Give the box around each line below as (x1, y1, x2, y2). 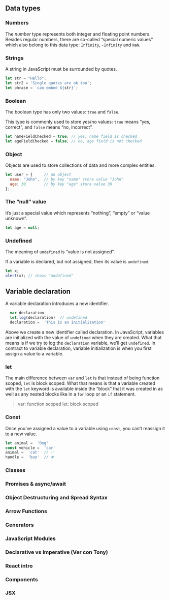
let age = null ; (5, 225, 40, 230)
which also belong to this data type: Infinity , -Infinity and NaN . (5, 42, 141, 48)
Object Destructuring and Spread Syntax (5, 494, 108, 501)
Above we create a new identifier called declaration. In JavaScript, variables (5, 329, 164, 335)
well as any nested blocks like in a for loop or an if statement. (5, 391, 136, 397)
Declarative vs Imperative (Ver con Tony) (5, 549, 108, 556)
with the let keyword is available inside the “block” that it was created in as (5, 386, 163, 392)
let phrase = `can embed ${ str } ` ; (5, 85, 79, 91)
